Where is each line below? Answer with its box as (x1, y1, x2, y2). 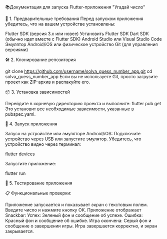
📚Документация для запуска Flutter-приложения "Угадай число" (5, 4, 145, 10)
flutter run (5, 170, 26, 176)
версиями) (5, 47, 28, 53)
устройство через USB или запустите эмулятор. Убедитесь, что (5, 136, 141, 142)
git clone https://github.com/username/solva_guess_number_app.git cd (5, 68, 152, 74)
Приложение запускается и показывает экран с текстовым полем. (5, 202, 148, 207)
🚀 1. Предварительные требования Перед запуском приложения (5, 16, 143, 22)
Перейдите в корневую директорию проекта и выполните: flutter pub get (5, 101, 161, 106)
